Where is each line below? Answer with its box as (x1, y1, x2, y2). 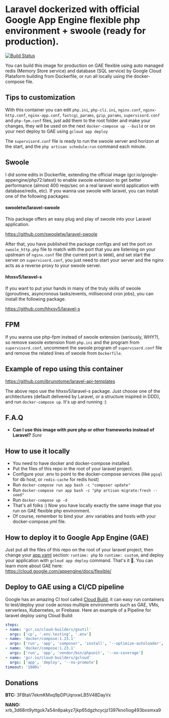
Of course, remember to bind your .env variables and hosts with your (12, 513, 156, 520)
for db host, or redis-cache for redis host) (12, 476, 99, 483)
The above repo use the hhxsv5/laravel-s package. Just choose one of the (5, 388, 160, 394)
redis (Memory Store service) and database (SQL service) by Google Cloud (5, 67, 161, 74)
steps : (5, 622, 19, 627)
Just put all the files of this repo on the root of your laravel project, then (5, 547, 154, 553)
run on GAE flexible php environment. (12, 508, 91, 514)
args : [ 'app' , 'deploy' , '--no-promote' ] (10, 660, 98, 665)
